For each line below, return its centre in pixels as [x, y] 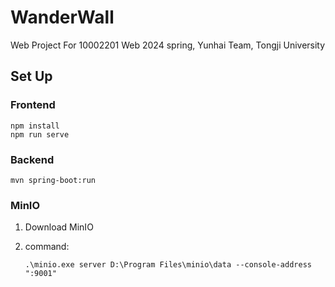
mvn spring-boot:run [53, 180]
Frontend [33, 105]
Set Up [31, 76]
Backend [32, 159]
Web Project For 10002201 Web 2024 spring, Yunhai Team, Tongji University [168, 45]
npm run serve [40, 134]
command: [47, 247]
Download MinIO [59, 227]
